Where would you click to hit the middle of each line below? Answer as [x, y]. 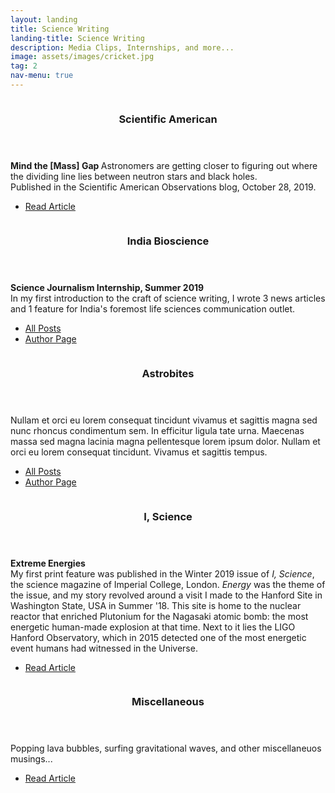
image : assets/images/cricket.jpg [82, 57]
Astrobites [168, 373]
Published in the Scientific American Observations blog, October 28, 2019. [163, 187]
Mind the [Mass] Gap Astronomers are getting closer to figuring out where [164, 165]
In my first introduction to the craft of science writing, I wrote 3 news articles [168, 298]
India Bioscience [168, 241]
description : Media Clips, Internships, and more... [122, 47]
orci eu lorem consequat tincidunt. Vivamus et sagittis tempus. [139, 452]
